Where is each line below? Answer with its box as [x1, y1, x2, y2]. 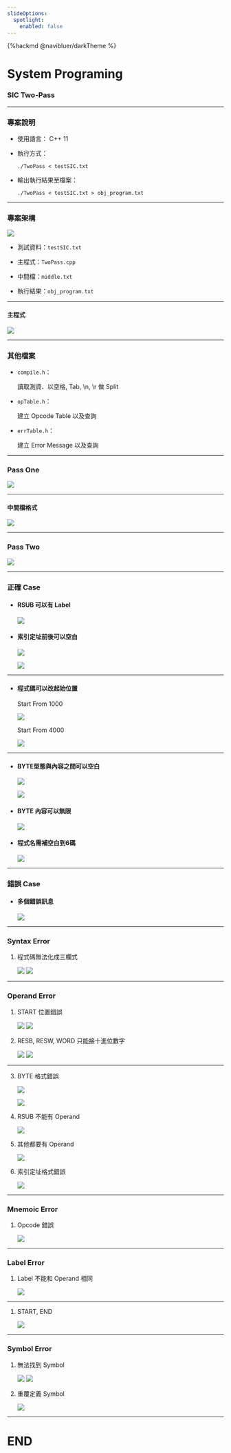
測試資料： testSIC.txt [16, 243, 82, 251]
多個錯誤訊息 [16, 897, 54, 906]
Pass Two [7, 542, 40, 552]
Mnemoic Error [7, 1204, 58, 1214]
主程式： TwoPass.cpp [16, 258, 76, 266]
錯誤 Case [7, 879, 41, 888]
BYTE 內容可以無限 [16, 807, 71, 815]
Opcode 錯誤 [16, 1220, 54, 1229]
